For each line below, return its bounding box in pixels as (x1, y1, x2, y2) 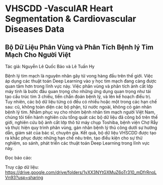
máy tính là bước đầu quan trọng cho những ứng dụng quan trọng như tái (5, 89, 151, 94)
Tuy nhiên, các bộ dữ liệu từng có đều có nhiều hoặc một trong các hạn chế (5, 99, 157, 105)
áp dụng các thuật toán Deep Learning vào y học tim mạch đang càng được (5, 78, 157, 84)
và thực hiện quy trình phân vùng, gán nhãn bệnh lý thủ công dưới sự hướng (5, 125, 157, 130)
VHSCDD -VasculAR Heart (5, 3, 113, 14)
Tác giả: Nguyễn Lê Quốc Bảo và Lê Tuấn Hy (5, 64, 95, 69)
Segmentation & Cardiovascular (5, 13, 136, 24)
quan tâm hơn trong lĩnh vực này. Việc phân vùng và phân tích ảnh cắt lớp (5, 83, 153, 89)
